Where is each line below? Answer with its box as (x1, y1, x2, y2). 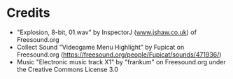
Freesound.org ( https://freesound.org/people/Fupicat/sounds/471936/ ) (16, 50, 222, 59)
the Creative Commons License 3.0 (16, 65, 119, 73)
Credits (6, 5, 50, 21)
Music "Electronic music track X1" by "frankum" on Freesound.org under (16, 57, 226, 66)
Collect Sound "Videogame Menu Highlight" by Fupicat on (16, 43, 185, 51)
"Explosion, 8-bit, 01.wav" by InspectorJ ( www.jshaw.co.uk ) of (16, 28, 197, 36)
